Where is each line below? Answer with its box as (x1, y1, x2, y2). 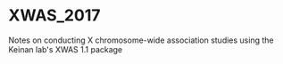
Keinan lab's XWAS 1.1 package (8, 44, 123, 54)
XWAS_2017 (8, 5, 101, 26)
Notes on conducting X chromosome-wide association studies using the (8, 35, 274, 45)
